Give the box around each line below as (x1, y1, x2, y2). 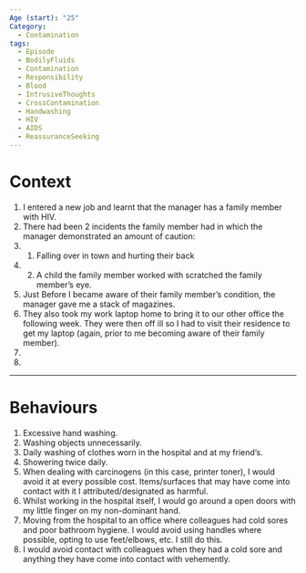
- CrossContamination (17, 98, 100, 108)
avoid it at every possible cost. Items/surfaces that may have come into (22, 475, 291, 486)
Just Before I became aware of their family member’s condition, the (22, 288, 276, 299)
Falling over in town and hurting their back (36, 250, 195, 261)
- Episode (17, 47, 55, 57)
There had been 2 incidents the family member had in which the (22, 221, 263, 232)
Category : (9, 22, 47, 31)
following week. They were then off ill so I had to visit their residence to (22, 318, 291, 328)
